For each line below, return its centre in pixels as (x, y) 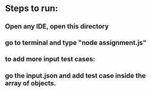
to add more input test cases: (50, 59)
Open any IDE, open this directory (57, 26)
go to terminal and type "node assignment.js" (76, 42)
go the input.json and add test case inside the (75, 76)
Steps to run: (32, 8)
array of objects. (31, 83)
